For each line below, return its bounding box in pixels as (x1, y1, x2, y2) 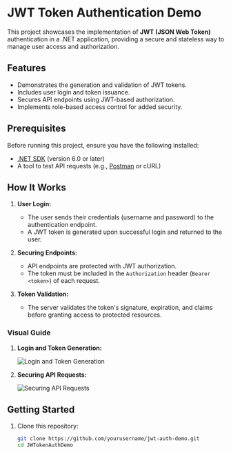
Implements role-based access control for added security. (17, 102, 183, 111)
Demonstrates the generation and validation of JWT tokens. (17, 81, 188, 89)
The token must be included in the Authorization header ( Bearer (27, 269, 211, 277)
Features (7, 62, 46, 74)
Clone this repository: (17, 422, 79, 431)
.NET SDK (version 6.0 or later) (17, 154, 106, 163)
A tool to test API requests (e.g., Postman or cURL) (17, 161, 161, 170)
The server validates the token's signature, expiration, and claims (27, 304, 213, 312)
